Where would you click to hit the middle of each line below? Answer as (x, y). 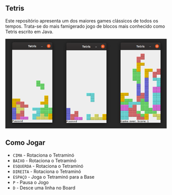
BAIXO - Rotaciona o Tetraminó (45, 160)
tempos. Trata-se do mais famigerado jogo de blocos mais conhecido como (85, 26)
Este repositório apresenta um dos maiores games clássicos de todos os (82, 20)
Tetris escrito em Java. (29, 31)
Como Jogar (25, 143)
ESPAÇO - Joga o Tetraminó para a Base (53, 177)
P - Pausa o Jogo (31, 182)
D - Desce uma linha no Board (44, 188)
